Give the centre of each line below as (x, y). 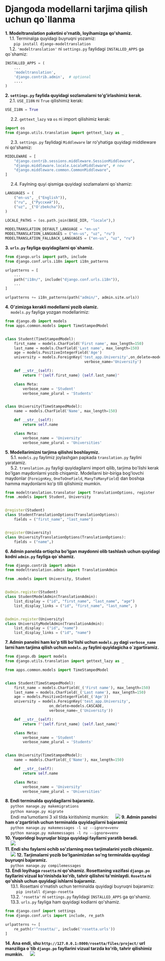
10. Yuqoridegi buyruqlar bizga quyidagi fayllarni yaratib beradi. (72, 838)
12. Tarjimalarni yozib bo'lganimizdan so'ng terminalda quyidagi (83, 855)
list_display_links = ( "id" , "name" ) (53, 633)
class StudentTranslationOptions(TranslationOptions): (62, 515)
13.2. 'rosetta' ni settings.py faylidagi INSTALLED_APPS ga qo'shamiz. (81, 897)
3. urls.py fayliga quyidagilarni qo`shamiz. (50, 248)
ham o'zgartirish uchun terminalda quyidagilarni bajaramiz (66, 822)
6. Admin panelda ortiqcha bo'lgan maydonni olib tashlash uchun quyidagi (82, 551)
